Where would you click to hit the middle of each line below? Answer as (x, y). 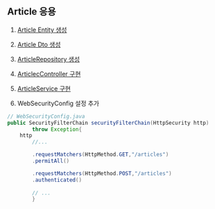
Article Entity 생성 (42, 30)
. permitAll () (51, 161)
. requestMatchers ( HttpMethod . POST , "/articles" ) (102, 173)
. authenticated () (57, 180)
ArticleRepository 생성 (49, 59)
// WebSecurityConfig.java (46, 116)
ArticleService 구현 (44, 89)
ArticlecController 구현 (49, 73)
